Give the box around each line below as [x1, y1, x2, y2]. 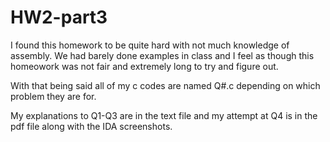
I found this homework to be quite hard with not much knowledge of [10, 39, 290, 51]
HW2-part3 [10, 6, 108, 29]
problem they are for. [10, 90, 97, 102]
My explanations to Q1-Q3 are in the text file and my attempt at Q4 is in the [10, 109, 318, 121]
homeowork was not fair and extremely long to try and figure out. [10, 60, 279, 72]
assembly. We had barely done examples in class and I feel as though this [10, 49, 315, 61]
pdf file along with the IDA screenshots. [10, 120, 173, 132]
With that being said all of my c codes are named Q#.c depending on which [10, 79, 321, 91]
